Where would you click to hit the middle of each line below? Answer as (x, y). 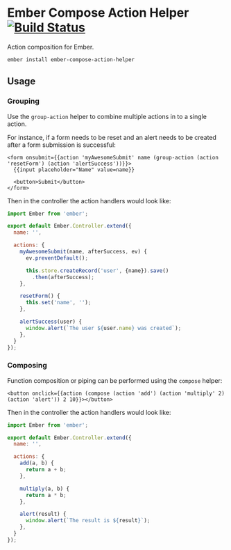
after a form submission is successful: (61, 145)
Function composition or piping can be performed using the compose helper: (115, 380)
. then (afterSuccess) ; (63, 277)
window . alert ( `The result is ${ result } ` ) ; (88, 521)
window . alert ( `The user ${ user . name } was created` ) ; (103, 328)
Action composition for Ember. (51, 47)
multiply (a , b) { (45, 489)
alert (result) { (43, 514)
